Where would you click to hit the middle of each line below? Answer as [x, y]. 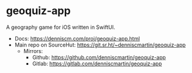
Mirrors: [33, 51]
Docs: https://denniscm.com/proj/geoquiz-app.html [77, 38]
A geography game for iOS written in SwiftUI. [61, 27]
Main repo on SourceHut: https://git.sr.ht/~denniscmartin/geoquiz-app [100, 45]
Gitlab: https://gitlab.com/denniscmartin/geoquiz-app [97, 64]
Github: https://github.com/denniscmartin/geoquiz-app [99, 57]
